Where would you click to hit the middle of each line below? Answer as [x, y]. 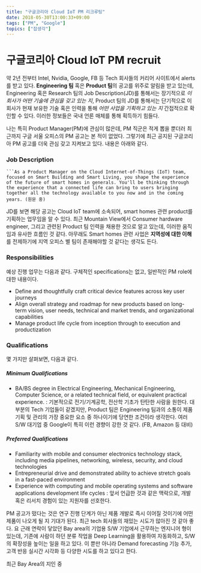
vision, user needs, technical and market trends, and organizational [111, 310]
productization [33, 330]
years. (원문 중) [26, 199]
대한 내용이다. [22, 279]
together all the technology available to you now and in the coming [95, 193]
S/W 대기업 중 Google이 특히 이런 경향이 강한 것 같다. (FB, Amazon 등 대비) [104, 425]
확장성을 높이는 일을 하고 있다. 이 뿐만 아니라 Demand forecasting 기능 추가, [102, 543]
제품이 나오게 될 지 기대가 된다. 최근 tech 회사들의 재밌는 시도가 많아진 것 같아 [97, 521]
